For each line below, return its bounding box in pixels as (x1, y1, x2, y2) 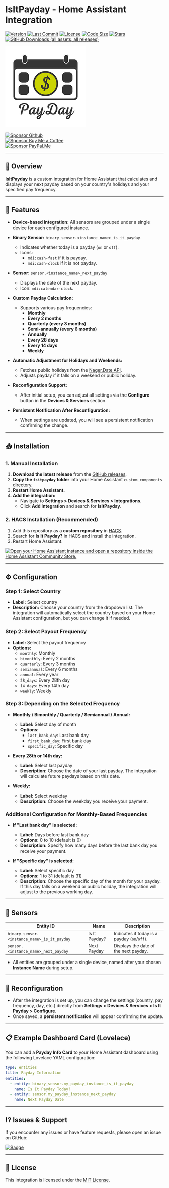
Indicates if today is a (114, 930, 158, 936)
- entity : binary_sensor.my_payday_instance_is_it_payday (10, 1081, 134, 1086)
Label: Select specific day (20, 868, 74, 874)
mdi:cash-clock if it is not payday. (27, 260, 97, 266)
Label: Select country (12, 599, 58, 605)
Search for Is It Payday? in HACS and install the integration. (12, 533, 136, 539)
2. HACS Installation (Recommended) (5, 516, 98, 523)
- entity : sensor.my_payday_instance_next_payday (10, 1092, 116, 1097)
